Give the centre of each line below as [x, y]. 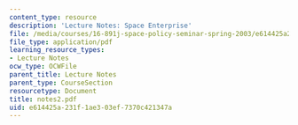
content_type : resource [53, 17]
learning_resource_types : [57, 50]
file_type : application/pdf [61, 42]
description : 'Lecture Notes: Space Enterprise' [101, 26]
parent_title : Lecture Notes [63, 75]
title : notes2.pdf [43, 99]
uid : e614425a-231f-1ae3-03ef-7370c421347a [91, 107]
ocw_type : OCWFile [43, 67]
